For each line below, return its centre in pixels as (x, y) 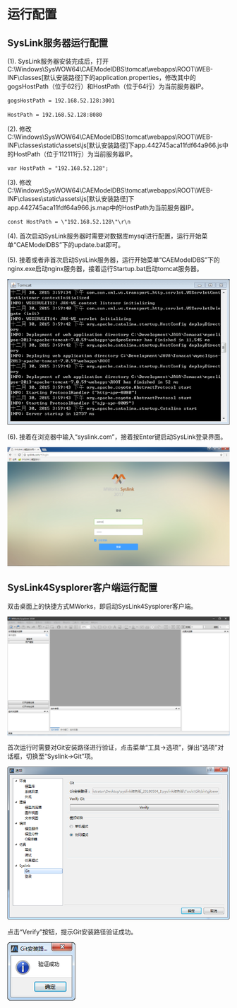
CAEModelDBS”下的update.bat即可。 (71, 245)
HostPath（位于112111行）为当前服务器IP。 (75, 154)
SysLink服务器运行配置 (57, 43)
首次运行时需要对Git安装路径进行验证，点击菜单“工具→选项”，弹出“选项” (113, 748)
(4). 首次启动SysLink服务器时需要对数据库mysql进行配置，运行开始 (105, 236)
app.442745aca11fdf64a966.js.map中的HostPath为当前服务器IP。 (103, 207)
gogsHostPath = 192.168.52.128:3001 (61, 101)
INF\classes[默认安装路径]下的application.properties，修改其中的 (102, 78)
